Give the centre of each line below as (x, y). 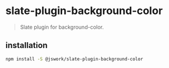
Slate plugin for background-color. (62, 27)
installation (27, 45)
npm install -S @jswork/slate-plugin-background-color (74, 59)
